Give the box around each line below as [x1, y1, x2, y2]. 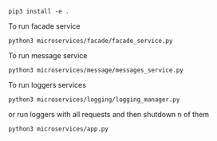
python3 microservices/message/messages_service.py [8, 66, 183, 74]
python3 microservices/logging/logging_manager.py [8, 96, 180, 104]
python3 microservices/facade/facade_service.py [8, 37, 173, 45]
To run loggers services [8, 80, 86, 89]
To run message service [8, 51, 88, 60]
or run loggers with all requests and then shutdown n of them [8, 110, 210, 119]
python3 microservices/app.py [8, 125, 109, 133]
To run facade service [8, 22, 81, 31]
